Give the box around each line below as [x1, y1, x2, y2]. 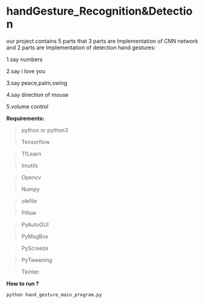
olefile [21, 197, 37, 205]
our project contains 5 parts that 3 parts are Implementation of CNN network [6, 37, 199, 44]
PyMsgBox [21, 233, 49, 240]
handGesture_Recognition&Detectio [6, 4, 193, 18]
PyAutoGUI [21, 221, 49, 228]
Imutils [21, 161, 38, 169]
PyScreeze [21, 244, 49, 252]
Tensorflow [21, 138, 50, 146]
